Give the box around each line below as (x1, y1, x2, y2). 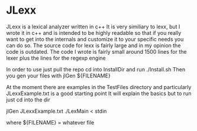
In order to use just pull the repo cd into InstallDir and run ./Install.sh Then (6, 65, 186, 73)
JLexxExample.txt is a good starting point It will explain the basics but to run (6, 90, 192, 97)
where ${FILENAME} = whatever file (6, 119, 95, 126)
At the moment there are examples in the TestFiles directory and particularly (6, 83, 192, 90)
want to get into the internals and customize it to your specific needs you (6, 35, 184, 42)
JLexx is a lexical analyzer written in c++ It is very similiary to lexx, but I (6, 23, 180, 30)
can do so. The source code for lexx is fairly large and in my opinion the (6, 42, 181, 49)
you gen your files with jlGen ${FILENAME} (6, 72, 111, 79)
